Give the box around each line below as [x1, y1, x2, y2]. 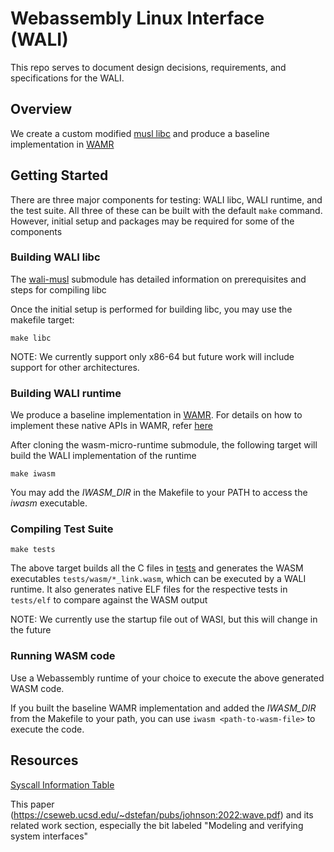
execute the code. [10, 723, 85, 735]
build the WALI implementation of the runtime [10, 450, 197, 462]
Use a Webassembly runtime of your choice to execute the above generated [10, 672, 325, 684]
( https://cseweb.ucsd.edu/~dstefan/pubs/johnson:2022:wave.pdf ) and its [10, 808, 314, 821]
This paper [10, 798, 55, 810]
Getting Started [10, 167, 109, 184]
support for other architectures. [10, 361, 140, 373]
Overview [10, 101, 73, 118]
